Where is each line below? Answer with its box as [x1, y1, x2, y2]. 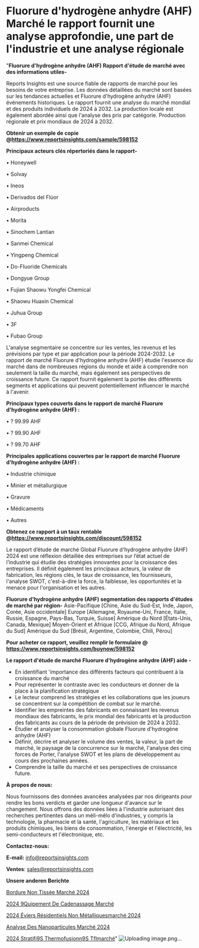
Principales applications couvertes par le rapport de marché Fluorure [6, 452, 181, 459]
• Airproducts [6, 205, 40, 212]
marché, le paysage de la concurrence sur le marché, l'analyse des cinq [14, 744, 191, 751]
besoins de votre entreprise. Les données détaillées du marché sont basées [6, 86, 192, 93]
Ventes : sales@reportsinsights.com [6, 865, 94, 872]
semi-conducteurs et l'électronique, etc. [6, 830, 105, 838]
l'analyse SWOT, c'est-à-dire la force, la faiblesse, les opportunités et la [6, 578, 182, 585]
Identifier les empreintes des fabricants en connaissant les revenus [14, 706, 179, 714]
